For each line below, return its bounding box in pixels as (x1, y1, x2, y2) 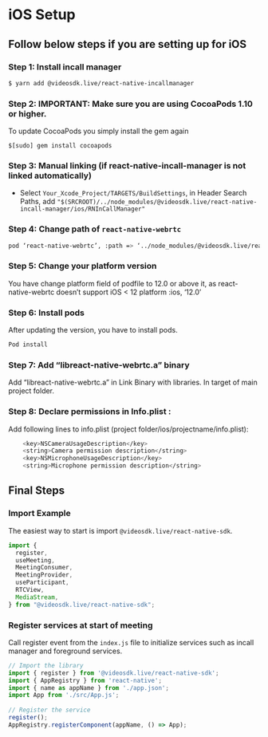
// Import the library (8, 661, 84, 669)
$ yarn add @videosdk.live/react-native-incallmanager (8, 79, 195, 87)
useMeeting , (15, 556, 56, 564)
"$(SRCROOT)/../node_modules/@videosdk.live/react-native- (57, 198, 258, 207)
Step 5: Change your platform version (8, 261, 157, 272)
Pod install (8, 341, 48, 349)
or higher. (8, 108, 47, 119)
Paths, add (19, 197, 56, 207)
